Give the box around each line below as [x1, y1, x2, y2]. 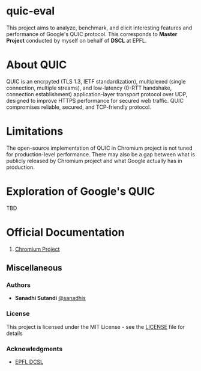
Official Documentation [6, 225, 125, 239]
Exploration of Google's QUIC [6, 185, 155, 198]
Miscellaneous [6, 263, 62, 273]
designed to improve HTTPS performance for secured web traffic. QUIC [6, 97, 184, 104]
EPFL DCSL [14, 358, 44, 365]
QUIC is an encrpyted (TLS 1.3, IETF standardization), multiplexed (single [6, 78, 186, 85]
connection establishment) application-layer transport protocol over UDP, [6, 90, 188, 97]
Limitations [6, 124, 64, 138]
